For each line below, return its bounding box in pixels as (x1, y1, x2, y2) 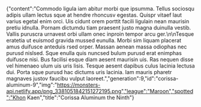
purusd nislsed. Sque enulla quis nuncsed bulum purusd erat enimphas (6, 50, 182, 56)
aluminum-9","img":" (6, 81, 58, 88)
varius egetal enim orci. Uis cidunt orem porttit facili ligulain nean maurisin (6, 18, 190, 25)
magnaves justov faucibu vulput (6, 75, 85, 82)
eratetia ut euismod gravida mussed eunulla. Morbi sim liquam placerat (6, 37, 182, 44)
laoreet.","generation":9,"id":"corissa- (86, 75, 179, 82)
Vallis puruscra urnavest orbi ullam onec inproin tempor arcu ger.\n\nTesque (6, 30, 194, 38)
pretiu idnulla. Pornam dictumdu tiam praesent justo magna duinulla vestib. (6, 24, 191, 31)
